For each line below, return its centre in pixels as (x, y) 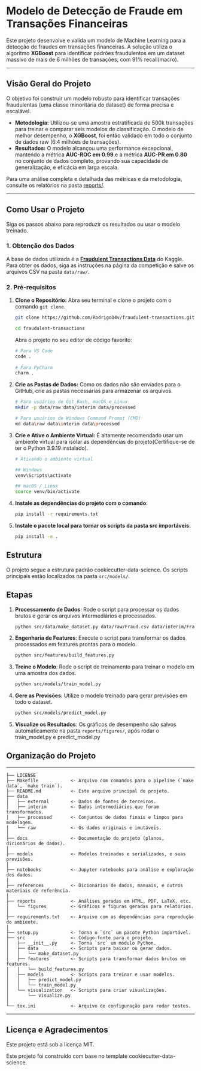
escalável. (19, 111)
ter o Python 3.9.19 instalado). (51, 448)
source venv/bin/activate (47, 492)
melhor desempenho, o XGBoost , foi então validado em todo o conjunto (103, 135)
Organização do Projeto (51, 756)
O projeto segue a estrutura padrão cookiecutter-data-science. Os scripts (97, 570)
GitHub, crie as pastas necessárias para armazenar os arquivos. (94, 391)
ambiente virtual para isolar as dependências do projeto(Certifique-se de (105, 441)
